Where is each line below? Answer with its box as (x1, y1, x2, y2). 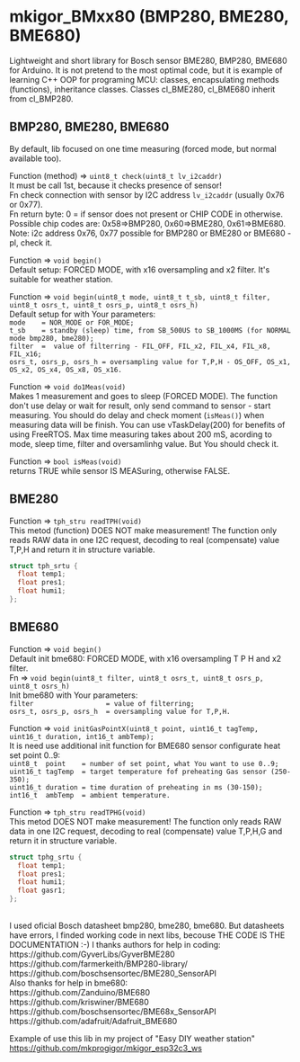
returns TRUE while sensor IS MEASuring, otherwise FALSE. (9, 465, 231, 476)
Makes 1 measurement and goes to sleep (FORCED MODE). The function (9, 390, 278, 401)
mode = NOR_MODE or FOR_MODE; (9, 317, 135, 327)
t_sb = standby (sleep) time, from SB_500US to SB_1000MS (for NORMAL (9, 326, 292, 335)
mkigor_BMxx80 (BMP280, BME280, (9, 6, 289, 27)
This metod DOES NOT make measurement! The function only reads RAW (9, 816, 282, 826)
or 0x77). (9, 199, 43, 210)
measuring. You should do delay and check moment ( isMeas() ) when (9, 409, 265, 420)
